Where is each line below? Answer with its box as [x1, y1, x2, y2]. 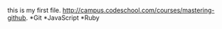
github [7, 13, 26, 22]
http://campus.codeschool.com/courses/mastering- [63, 6, 215, 14]
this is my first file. [7, 6, 62, 14]
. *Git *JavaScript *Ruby [26, 13, 100, 22]
